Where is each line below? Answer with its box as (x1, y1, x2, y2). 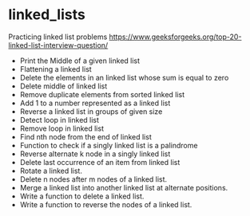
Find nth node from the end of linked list (19, 132, 152, 141)
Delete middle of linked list (19, 81, 108, 91)
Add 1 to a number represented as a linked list (19, 98, 171, 108)
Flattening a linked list (19, 64, 92, 73)
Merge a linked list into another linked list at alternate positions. (19, 183, 228, 192)
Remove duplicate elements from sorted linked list (19, 89, 185, 99)
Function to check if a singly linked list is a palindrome (19, 140, 198, 150)
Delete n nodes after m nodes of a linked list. (19, 174, 168, 184)
